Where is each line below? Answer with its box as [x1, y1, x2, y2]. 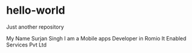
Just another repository [6, 23, 65, 30]
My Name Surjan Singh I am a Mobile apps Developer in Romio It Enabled [6, 35, 187, 42]
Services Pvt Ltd [6, 41, 47, 48]
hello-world [6, 4, 66, 17]
